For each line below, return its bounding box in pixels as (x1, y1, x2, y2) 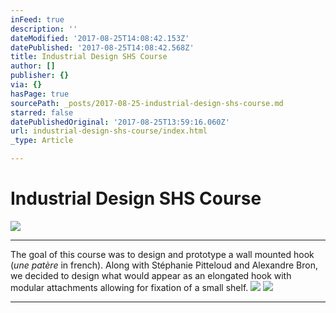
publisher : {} (10, 71, 70, 81)
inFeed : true (10, 14, 65, 25)
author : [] (10, 61, 56, 71)
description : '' (10, 24, 78, 34)
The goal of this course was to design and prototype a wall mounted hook (10, 248, 315, 260)
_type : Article (10, 136, 74, 146)
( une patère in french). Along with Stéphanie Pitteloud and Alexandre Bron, (10, 259, 318, 271)
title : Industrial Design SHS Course (10, 52, 168, 62)
